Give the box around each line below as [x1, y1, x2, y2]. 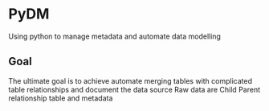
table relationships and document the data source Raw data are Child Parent [8, 84, 261, 94]
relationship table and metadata [8, 93, 113, 103]
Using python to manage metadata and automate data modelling [8, 31, 221, 41]
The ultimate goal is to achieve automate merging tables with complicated [8, 76, 253, 85]
